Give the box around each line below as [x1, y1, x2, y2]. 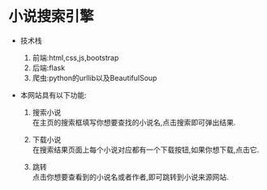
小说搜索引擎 [8, 7, 95, 26]
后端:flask [32, 62, 66, 73]
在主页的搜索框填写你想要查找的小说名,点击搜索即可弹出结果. [32, 117, 236, 127]
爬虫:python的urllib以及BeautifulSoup [32, 73, 157, 82]
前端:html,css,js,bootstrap [32, 53, 119, 62]
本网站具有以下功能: [19, 90, 87, 99]
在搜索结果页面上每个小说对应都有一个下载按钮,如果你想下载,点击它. [32, 145, 260, 154]
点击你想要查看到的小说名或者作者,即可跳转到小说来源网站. [32, 171, 229, 182]
